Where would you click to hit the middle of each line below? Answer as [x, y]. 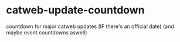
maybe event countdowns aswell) [47, 32]
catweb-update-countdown [75, 10]
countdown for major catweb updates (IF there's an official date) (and [90, 26]
